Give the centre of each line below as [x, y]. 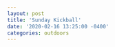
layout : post [26, 13]
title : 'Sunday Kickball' [44, 20]
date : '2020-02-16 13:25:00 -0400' [58, 26]
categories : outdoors [38, 33]
